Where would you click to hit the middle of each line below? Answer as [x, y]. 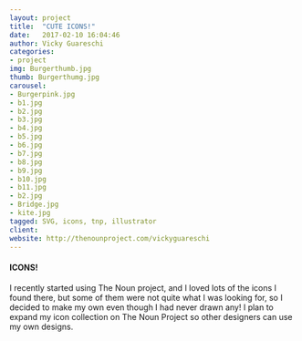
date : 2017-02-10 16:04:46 [65, 35]
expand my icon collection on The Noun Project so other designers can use [151, 316]
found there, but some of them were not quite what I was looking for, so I [146, 297]
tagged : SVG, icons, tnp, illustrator [83, 221]
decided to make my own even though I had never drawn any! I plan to [141, 307]
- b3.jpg [26, 119]
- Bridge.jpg [34, 205]
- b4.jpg [26, 129]
